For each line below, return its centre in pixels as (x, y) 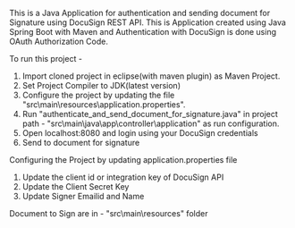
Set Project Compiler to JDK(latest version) (101, 85)
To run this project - (46, 59)
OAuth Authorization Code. (59, 41)
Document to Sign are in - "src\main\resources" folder (109, 213)
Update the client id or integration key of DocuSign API (123, 177)
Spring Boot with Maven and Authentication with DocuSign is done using (143, 32)
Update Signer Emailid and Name (83, 196)
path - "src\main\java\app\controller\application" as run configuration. (151, 123)
